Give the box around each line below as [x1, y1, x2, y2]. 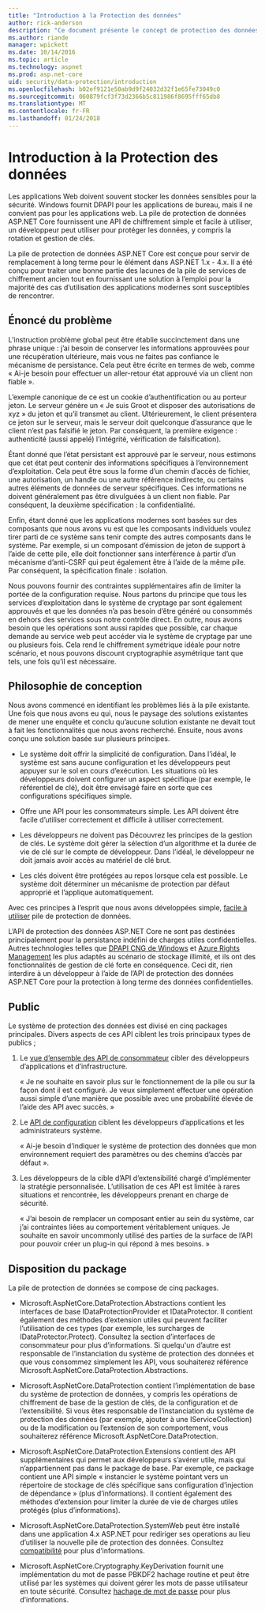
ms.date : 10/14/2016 [8, 48, 77, 56]
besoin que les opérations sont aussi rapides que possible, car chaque [8, 622, 238, 633]
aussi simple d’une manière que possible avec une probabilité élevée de [19, 1094, 254, 1103]
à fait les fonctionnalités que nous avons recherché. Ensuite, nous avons [8, 725, 243, 736]
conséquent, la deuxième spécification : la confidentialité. [8, 500, 196, 509]
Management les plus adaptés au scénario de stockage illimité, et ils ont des [8, 952, 256, 962]
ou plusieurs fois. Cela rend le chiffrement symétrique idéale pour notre [8, 640, 241, 649]
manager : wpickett [8, 41, 69, 49]
